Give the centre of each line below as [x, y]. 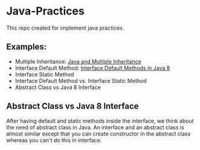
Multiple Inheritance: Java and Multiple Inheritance [78, 61]
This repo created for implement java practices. [65, 28]
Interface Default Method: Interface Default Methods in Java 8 [92, 68]
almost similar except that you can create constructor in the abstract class [98, 134]
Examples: [27, 47]
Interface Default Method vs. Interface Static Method [81, 80]
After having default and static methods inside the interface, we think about [100, 121]
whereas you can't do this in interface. [54, 140]
